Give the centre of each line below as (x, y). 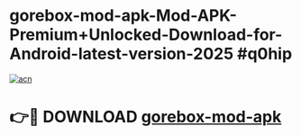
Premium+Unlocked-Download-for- (146, 35)
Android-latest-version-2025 (122, 54)
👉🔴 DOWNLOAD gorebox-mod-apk (146, 117)
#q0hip (265, 54)
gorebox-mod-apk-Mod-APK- (123, 16)
